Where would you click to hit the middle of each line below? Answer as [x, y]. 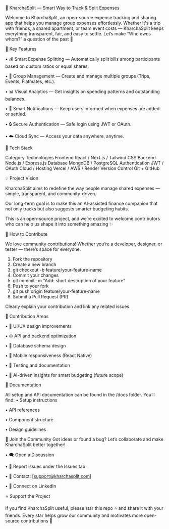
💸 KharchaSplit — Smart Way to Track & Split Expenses [62, 8]
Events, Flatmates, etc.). [30, 81]
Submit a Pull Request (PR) [40, 297]
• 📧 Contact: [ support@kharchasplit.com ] [48, 476]
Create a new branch [34, 264]
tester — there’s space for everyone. [43, 249]
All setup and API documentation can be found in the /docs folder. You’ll [80, 395]
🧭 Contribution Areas [27, 316]
